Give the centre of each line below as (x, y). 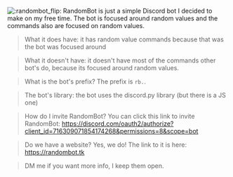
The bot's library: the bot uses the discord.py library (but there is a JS (125, 95)
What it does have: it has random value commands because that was (124, 39)
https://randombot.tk (54, 152)
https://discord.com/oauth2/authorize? (118, 124)
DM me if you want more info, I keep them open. (94, 166)
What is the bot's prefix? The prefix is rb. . (85, 81)
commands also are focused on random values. (76, 26)
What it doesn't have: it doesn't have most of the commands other (120, 60)
